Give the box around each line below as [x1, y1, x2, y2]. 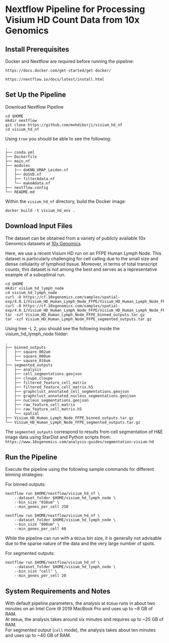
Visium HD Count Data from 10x [5, 14, 140, 26]
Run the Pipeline [5, 453, 58, 462]
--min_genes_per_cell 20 [14, 573, 66, 579]
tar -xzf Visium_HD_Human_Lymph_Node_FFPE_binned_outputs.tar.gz [5, 312, 145, 317]
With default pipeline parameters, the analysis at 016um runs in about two [5, 600, 155, 606]
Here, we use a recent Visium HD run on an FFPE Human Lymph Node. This [5, 250, 162, 256]
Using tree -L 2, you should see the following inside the [5, 325, 120, 331]
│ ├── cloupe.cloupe [5, 376, 53, 381]
